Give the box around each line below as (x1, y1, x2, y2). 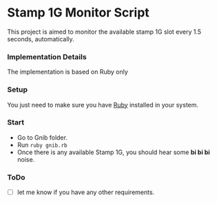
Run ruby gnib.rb (17, 140, 68, 149)
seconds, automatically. (7, 34, 74, 43)
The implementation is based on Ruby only (7, 67, 129, 76)
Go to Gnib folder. (17, 133, 68, 142)
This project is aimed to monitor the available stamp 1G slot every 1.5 (7, 28, 202, 36)
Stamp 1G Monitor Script (7, 5, 149, 21)
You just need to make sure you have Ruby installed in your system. (7, 100, 198, 109)
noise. (17, 155, 35, 163)
